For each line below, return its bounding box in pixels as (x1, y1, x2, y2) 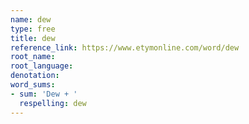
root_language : (10, 61, 74, 71)
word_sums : (10, 80, 56, 90)
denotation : (10, 71, 60, 81)
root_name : (10, 52, 56, 62)
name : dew (10, 14, 52, 25)
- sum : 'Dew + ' (10, 89, 78, 99)
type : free (10, 24, 56, 34)
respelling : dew (19, 98, 87, 108)
